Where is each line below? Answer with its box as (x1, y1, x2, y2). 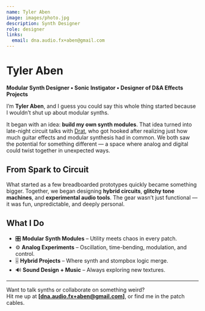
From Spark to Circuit (6, 165, 89, 175)
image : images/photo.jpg (6, 15, 70, 21)
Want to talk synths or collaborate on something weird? (6, 286, 145, 293)
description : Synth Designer (6, 20, 81, 26)
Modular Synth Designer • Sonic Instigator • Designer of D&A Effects (6, 84, 184, 91)
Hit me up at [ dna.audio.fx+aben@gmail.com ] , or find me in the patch (6, 292, 185, 300)
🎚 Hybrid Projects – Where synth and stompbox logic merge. (15, 257, 169, 264)
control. (15, 250, 35, 257)
